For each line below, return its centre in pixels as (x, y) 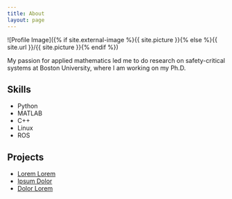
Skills (19, 89)
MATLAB (30, 113)
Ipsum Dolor (35, 181)
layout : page (26, 20)
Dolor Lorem (35, 189)
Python (27, 106)
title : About (26, 13)
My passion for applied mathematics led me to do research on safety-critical (116, 60)
